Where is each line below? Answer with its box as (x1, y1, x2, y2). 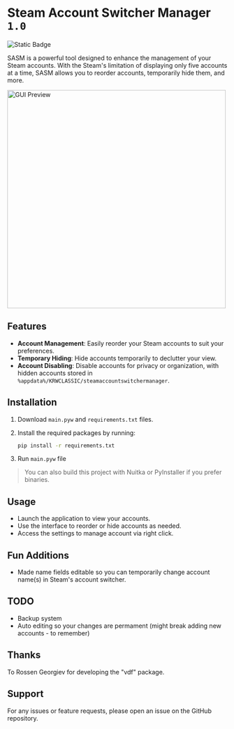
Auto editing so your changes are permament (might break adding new (17, 621, 222, 630)
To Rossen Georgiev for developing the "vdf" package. (7, 668, 165, 676)
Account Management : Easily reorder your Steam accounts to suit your (17, 339, 224, 347)
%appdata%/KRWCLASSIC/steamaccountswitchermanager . (17, 376, 170, 385)
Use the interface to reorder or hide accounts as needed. (17, 522, 182, 530)
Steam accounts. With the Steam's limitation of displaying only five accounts (7, 61, 228, 69)
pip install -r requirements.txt (17, 442, 115, 449)
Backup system (17, 614, 62, 622)
